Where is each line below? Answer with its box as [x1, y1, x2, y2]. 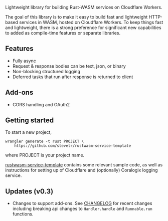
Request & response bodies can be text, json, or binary [12, 63, 126, 69]
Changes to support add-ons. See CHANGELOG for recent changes [12, 200, 152, 206]
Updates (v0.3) [5, 187, 54, 195]
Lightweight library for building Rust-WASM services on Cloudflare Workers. [5, 5, 162, 10]
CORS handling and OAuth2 [12, 101, 70, 107]
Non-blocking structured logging [12, 68, 80, 74]
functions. [12, 211, 34, 217]
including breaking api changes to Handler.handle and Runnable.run [12, 205, 153, 212]
